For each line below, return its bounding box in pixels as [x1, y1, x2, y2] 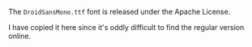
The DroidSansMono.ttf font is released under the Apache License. [8, 7, 231, 16]
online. [8, 32, 31, 41]
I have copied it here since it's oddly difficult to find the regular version [8, 23, 245, 32]
